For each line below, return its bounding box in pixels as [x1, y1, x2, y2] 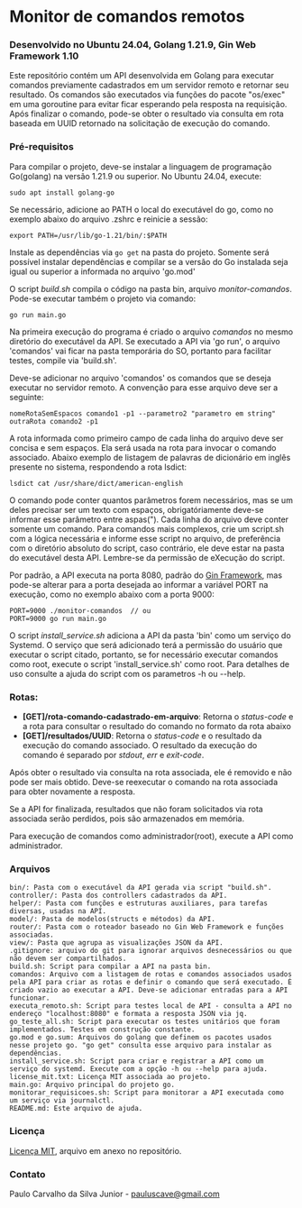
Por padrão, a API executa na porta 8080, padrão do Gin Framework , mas [9, 570, 282, 581]
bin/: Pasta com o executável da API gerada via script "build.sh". [9, 883, 272, 892]
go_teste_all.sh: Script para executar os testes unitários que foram [9, 1017, 280, 1027]
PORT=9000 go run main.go [9, 614, 106, 623]
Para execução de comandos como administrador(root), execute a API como [9, 831, 294, 842]
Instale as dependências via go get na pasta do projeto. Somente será [9, 246, 270, 258]
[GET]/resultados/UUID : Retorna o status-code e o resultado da [22, 730, 262, 741]
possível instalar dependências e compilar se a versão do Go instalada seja [9, 256, 288, 267]
